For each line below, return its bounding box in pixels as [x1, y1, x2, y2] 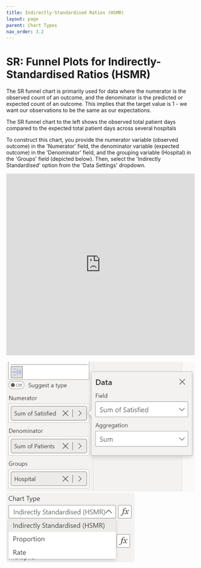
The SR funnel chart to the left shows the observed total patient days [6, 119, 176, 126]
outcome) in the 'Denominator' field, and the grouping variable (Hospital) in [6, 149, 191, 156]
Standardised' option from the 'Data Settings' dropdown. [6, 162, 146, 169]
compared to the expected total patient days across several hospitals [6, 124, 176, 132]
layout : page [6, 16, 39, 22]
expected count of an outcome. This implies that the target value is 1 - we [6, 101, 187, 108]
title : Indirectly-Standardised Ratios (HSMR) [6, 10, 124, 16]
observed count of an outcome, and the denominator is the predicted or [6, 94, 184, 101]
